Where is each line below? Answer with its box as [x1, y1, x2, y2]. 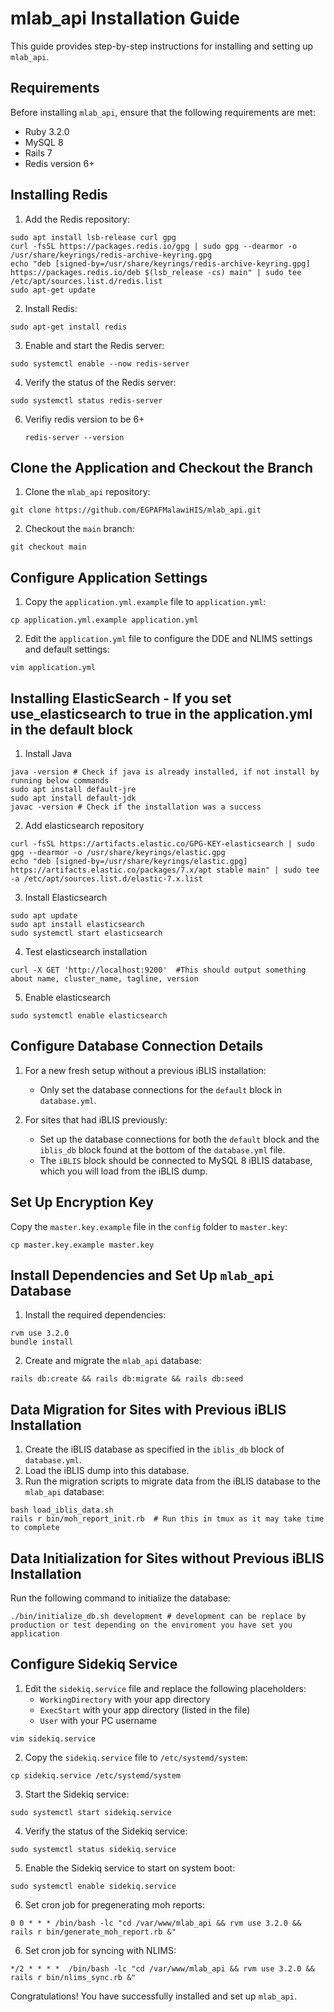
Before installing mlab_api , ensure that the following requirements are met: [10, 106, 316, 118]
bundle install [10, 1337, 74, 1347]
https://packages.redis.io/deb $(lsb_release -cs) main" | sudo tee [10, 267, 302, 277]
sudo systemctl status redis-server [10, 395, 163, 406]
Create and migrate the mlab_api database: [24, 1355, 202, 1367]
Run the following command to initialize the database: [10, 1592, 231, 1604]
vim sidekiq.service [10, 1733, 97, 1744]
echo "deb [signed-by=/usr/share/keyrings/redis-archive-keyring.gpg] [10, 258, 311, 269]
